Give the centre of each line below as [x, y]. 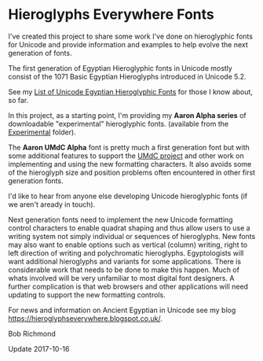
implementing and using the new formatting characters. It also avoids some [130, 164]
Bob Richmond [32, 333]
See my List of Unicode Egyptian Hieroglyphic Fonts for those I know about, [131, 91]
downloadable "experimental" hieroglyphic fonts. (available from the [119, 123]
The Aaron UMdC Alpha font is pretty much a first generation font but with [129, 147]
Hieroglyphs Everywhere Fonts [111, 15]
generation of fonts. [40, 53]
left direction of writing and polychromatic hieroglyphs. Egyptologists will [126, 252]
